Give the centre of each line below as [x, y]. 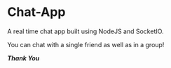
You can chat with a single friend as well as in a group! [86, 44]
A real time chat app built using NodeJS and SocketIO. [85, 31]
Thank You [23, 58]
